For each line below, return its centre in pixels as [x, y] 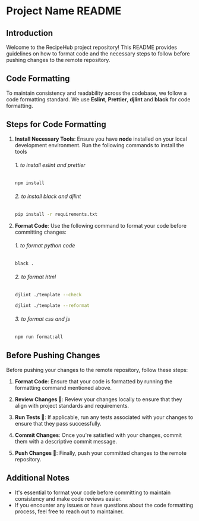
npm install [29, 183]
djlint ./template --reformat [52, 305]
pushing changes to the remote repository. [58, 60]
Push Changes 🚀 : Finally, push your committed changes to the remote [101, 453]
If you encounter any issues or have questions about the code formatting [104, 505]
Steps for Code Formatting [56, 124]
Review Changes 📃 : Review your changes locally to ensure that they [98, 399]
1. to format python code [45, 246]
